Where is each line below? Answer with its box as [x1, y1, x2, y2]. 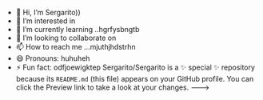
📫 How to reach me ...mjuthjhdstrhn [15, 42, 136, 51]
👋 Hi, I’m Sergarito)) [15, 8, 82, 17]
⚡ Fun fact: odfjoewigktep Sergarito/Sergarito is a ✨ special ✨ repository [15, 62, 256, 72]
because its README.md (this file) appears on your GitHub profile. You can [15, 74, 254, 83]
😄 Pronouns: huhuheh [15, 54, 90, 63]
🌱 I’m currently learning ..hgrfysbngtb [15, 25, 140, 34]
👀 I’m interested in [15, 16, 76, 26]
